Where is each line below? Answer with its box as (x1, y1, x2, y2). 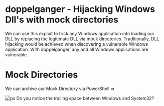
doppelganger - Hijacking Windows (5, 3, 156, 15)
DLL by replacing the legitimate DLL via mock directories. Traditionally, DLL (5, 36, 160, 42)
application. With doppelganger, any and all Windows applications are (5, 46, 149, 52)
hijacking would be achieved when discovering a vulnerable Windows (5, 41, 148, 47)
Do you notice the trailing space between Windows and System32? (16, 95, 155, 101)
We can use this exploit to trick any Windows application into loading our (5, 30, 155, 36)
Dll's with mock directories (5, 14, 119, 25)
